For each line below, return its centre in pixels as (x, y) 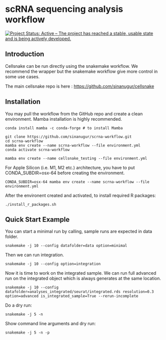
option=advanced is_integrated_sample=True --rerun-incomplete (72, 296)
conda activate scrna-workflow (37, 149)
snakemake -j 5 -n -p (28, 333)
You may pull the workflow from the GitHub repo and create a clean (74, 114)
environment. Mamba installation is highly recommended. (64, 119)
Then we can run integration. (35, 255)
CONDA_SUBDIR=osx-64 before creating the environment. (65, 173)
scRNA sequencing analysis (64, 9)
